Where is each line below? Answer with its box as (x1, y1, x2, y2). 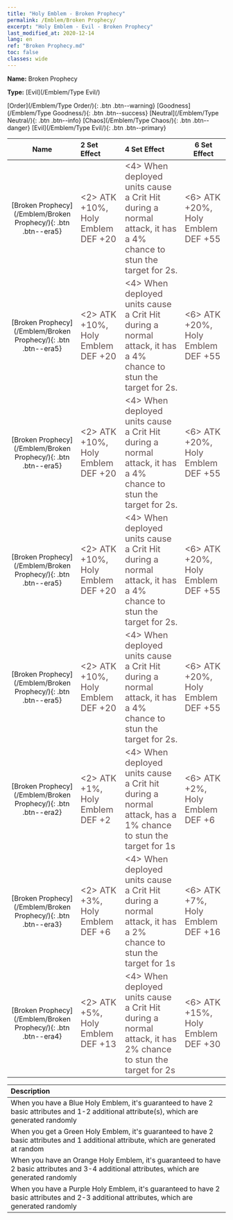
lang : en (7, 36, 33, 43)
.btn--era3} (22, 919, 62, 929)
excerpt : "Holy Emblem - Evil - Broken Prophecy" (7, 23, 154, 30)
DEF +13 (80, 1038, 116, 1050)
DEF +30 (184, 1038, 221, 1050)
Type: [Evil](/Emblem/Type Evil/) (7, 88, 101, 96)
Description (10, 1086, 51, 1096)
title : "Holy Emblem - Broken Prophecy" (7, 10, 126, 17)
